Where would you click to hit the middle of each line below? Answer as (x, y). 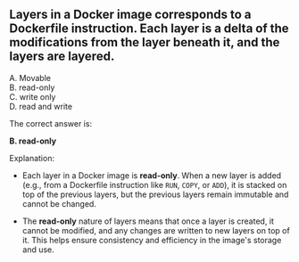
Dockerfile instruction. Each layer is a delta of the (149, 29)
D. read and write (41, 106)
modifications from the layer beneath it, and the (145, 42)
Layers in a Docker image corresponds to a (130, 15)
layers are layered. (62, 57)
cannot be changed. (59, 203)
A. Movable (30, 78)
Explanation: (32, 158)
